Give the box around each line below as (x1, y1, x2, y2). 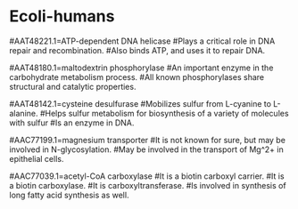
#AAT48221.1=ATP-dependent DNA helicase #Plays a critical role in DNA (9, 36, 276, 46)
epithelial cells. (9, 153, 64, 164)
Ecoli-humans (9, 6, 115, 27)
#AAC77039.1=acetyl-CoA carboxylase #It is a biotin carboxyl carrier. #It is (9, 171, 285, 181)
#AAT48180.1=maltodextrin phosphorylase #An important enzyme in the (9, 62, 274, 73)
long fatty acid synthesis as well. (9, 189, 129, 200)
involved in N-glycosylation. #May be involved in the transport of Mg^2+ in (9, 144, 284, 155)
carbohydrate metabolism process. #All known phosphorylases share (9, 71, 265, 82)
